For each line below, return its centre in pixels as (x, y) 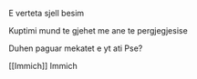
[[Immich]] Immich (43, 66)
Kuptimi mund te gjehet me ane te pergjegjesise (98, 30)
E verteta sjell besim (47, 13)
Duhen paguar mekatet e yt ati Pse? (76, 48)
